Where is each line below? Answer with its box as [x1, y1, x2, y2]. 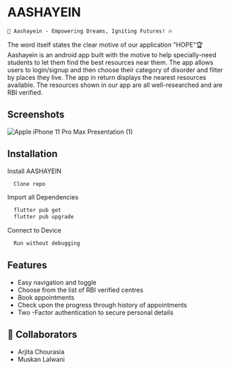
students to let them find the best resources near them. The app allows [7, 58, 214, 66]
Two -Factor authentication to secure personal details [17, 308, 174, 317]
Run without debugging [13, 240, 80, 247]
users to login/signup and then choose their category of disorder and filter [7, 65, 224, 74]
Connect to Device [7, 226, 62, 235]
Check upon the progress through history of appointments [17, 300, 188, 309]
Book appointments [17, 293, 75, 301]
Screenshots [7, 109, 65, 121]
